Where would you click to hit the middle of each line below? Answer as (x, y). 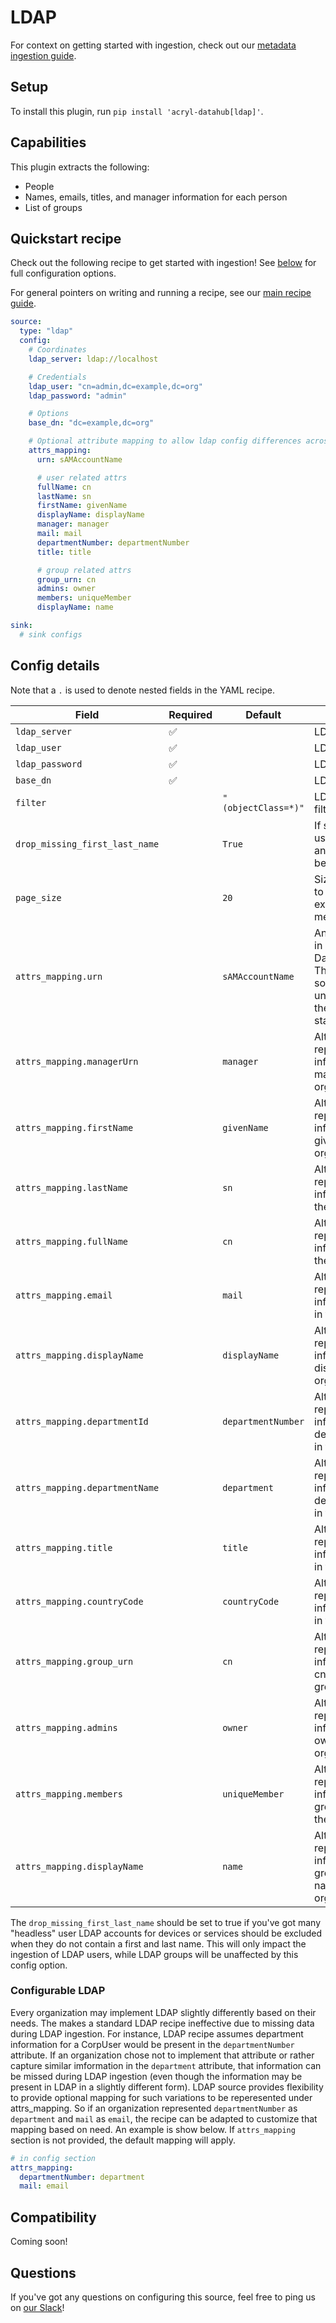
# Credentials (57, 377)
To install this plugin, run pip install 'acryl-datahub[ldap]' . (137, 111)
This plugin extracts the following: (80, 167)
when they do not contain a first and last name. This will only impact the (158, 1943)
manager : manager (73, 524)
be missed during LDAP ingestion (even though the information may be (156, 2076)
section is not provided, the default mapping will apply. (123, 2140)
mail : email (44, 2186)
